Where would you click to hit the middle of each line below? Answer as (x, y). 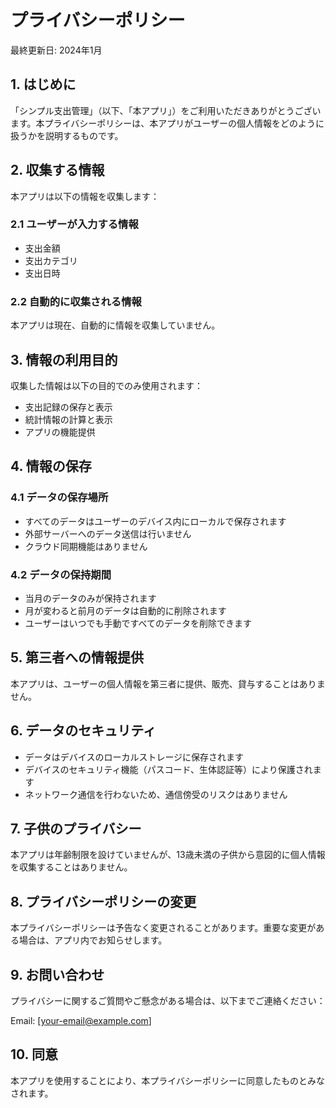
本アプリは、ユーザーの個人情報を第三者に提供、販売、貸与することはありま (168, 683)
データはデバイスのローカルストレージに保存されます (134, 757)
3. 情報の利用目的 (64, 359)
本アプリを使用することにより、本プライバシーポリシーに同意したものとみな (167, 1080)
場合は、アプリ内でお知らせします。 (93, 940)
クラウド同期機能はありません (86, 546)
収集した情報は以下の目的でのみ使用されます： (106, 385)
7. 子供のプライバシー (76, 828)
